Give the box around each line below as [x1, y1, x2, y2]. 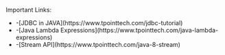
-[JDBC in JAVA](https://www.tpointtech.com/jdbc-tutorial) [15, 19, 183, 26]
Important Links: [5, 6, 52, 14]
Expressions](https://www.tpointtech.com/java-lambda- [60, 26, 219, 34]
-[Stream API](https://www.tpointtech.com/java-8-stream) [15, 41, 180, 48]
